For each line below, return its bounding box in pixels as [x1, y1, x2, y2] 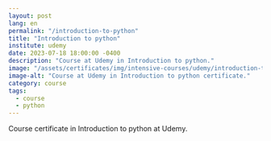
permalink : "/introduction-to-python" [8, 27, 139, 35]
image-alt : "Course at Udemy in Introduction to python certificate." [8, 72, 251, 80]
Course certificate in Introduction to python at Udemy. [8, 124, 188, 134]
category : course [8, 79, 67, 87]
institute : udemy [8, 42, 67, 50]
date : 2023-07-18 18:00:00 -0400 [8, 49, 121, 57]
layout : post [8, 11, 52, 20]
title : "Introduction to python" [8, 34, 121, 43]
